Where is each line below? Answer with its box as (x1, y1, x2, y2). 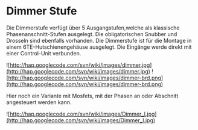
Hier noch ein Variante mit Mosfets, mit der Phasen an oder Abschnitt (6, 92, 179, 99)
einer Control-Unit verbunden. (6, 49, 81, 57)
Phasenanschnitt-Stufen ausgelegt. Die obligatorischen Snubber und (6, 30, 177, 37)
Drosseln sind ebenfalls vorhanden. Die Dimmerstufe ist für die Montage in (6, 37, 192, 44)
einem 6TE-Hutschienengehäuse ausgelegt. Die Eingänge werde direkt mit (6, 43, 192, 51)
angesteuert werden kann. (6, 98, 72, 106)
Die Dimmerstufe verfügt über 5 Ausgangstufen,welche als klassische (6, 24, 180, 31)
